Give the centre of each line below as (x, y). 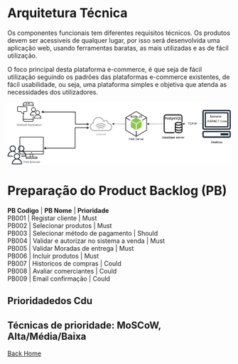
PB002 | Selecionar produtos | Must (60, 226)
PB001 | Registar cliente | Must (52, 218)
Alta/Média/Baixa (47, 336)
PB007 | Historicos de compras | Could (65, 264)
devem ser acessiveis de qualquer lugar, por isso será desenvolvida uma (114, 40)
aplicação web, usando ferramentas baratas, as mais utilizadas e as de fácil (118, 48)
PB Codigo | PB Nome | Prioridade (58, 211)
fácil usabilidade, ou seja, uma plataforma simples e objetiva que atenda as (117, 84)
